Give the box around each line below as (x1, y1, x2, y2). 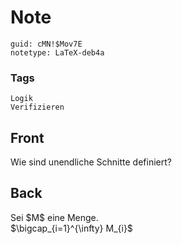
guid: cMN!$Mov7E (10, 39, 83, 49)
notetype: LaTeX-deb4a (10, 47, 105, 58)
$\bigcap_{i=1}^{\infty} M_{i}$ (10, 222, 133, 234)
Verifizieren (10, 102, 65, 113)
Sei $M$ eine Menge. (10, 211, 99, 223)
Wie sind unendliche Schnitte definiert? (10, 156, 172, 168)
